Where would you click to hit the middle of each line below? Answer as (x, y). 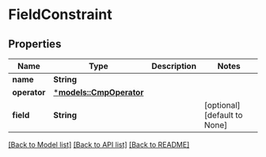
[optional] (222, 105)
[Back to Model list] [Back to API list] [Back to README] (99, 145)
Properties (35, 44)
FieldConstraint (60, 15)
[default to (223, 115)
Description (174, 66)
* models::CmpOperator (99, 92)
